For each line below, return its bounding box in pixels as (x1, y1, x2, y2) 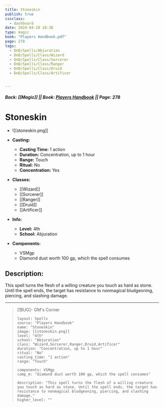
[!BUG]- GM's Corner (17, 307, 60, 313)
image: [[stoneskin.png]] (17, 329, 70, 334)
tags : (5, 43, 16, 48)
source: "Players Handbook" (17, 321, 74, 325)
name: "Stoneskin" (17, 325, 55, 330)
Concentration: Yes (19, 167, 60, 173)
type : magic (5, 30, 29, 35)
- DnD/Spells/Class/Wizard (9, 52, 64, 58)
